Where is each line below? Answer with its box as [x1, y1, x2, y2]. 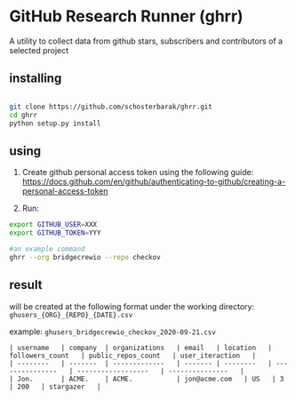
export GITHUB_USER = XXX [9, 220, 98, 229]
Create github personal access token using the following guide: [21, 167, 254, 178]
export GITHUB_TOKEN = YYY [9, 228, 101, 237]
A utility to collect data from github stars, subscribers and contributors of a [9, 36, 283, 46]
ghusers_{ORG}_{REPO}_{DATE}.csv [9, 310, 133, 319]
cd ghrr [9, 110, 38, 119]
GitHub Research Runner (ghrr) [9, 6, 244, 27]
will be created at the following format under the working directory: [9, 300, 255, 312]
